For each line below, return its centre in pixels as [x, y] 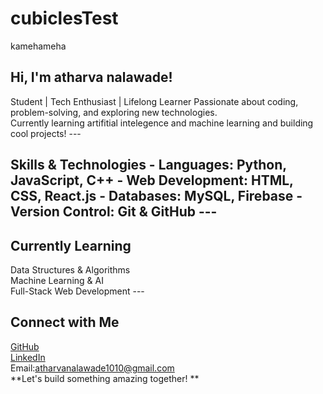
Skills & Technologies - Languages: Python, [148, 165]
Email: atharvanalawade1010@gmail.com [92, 368]
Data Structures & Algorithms [70, 269]
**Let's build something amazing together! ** [105, 378]
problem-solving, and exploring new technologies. [114, 112]
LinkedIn [28, 357]
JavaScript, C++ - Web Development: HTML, [152, 180]
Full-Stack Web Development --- [77, 291]
